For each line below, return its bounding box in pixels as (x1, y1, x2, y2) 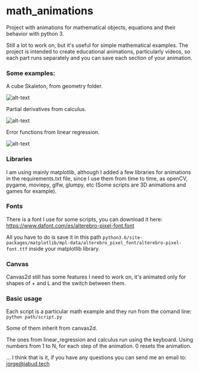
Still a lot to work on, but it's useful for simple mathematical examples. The (6, 42, 188, 49)
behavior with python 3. (6, 30, 64, 37)
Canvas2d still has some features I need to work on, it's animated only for (6, 273, 186, 280)
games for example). (6, 187, 57, 194)
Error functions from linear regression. (6, 129, 100, 136)
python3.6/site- (102, 235, 143, 241)
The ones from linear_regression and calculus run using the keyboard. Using (6, 336, 194, 343)
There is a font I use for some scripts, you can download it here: (6, 216, 163, 223)
